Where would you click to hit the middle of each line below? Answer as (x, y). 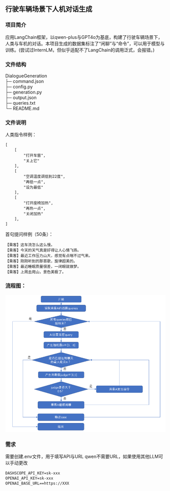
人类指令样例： (21, 135)
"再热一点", (35, 208)
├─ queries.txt (20, 103)
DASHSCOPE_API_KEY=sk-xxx (33, 473)
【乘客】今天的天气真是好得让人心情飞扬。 (43, 250)
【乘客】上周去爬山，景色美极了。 (36, 272)
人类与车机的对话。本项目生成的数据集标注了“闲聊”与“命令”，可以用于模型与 (85, 43)
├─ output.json (21, 97)
